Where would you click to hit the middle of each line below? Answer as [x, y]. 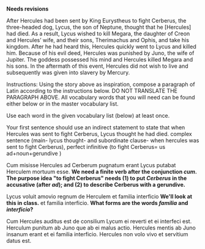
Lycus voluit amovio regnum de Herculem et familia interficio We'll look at [99, 197]
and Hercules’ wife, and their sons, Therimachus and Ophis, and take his [98, 40]
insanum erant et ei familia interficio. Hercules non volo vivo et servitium [97, 234]
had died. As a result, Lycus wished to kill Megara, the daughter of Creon [98, 34]
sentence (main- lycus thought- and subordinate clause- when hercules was [103, 140]
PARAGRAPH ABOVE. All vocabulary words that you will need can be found [101, 97]
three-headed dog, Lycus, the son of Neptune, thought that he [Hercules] [99, 27]
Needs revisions [28, 9]
